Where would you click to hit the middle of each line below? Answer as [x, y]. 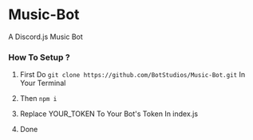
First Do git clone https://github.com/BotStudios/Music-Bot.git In [132, 75]
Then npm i [38, 99]
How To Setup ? [39, 57]
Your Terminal [43, 83]
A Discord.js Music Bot [46, 37]
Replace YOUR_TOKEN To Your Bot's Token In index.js [109, 114]
